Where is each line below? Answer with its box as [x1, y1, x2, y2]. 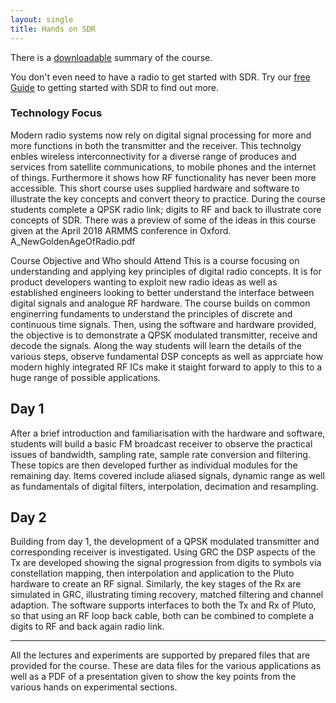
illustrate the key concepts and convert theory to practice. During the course [10, 192, 326, 205]
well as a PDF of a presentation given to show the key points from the [10, 671, 297, 683]
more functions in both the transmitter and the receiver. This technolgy [10, 139, 302, 151]
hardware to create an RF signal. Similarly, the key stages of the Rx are [10, 578, 302, 590]
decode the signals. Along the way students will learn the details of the [10, 339, 302, 351]
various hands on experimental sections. [10, 681, 178, 693]
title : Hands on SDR [10, 24, 97, 34]
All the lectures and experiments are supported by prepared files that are [10, 649, 311, 661]
